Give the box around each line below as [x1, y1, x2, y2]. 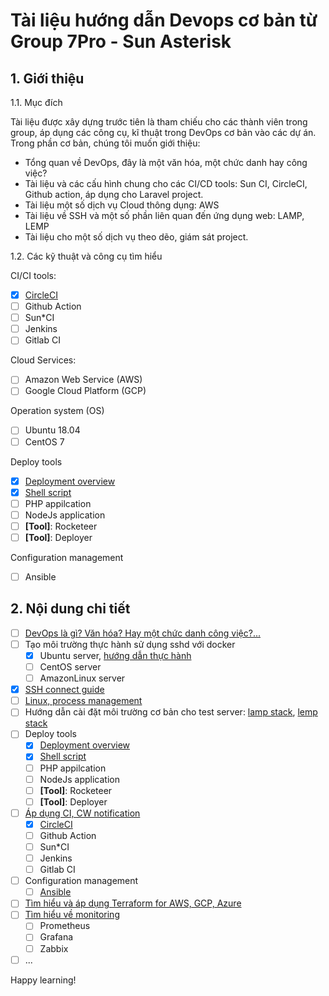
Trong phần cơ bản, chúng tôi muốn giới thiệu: [10, 137, 201, 149]
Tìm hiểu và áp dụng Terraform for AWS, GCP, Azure [24, 897, 242, 909]
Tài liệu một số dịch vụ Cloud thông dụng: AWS [24, 199, 220, 211]
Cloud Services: [10, 354, 77, 366]
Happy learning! [10, 974, 77, 986]
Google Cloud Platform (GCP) [24, 385, 147, 397]
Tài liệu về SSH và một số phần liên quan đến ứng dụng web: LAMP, [24, 210, 305, 221]
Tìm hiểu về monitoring [24, 909, 120, 921]
